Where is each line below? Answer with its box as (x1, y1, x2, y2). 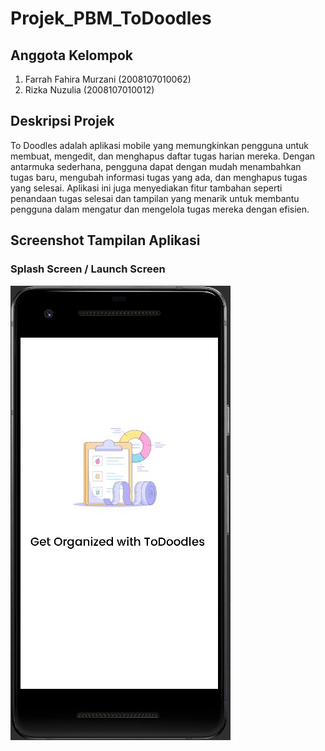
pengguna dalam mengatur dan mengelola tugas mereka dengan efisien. (10, 203, 310, 215)
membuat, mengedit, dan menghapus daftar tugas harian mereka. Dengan (10, 150, 316, 162)
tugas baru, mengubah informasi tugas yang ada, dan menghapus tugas (10, 171, 308, 183)
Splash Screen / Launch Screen (10, 262, 166, 276)
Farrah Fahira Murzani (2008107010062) (24, 73, 192, 85)
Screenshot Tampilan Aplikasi (10, 232, 201, 249)
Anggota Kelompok (10, 47, 133, 64)
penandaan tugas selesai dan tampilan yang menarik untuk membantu (10, 192, 300, 204)
